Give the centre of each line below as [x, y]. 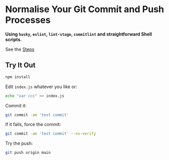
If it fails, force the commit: [33, 125]
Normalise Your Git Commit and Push [85, 9]
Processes [28, 20]
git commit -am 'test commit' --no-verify [51, 134]
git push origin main [28, 153]
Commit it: [16, 105]
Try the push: [19, 143]
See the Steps [20, 49]
